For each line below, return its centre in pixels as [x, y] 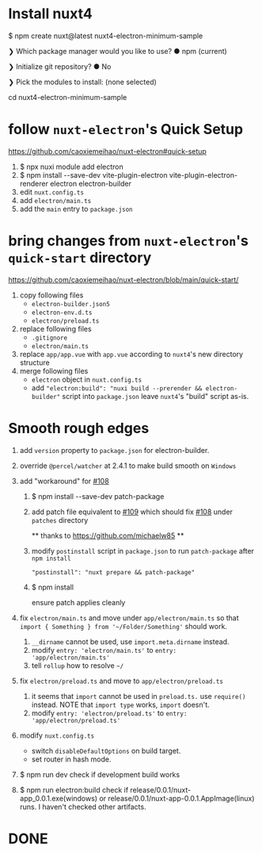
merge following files [54, 370]
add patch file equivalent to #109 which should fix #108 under [132, 512]
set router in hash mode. [71, 759]
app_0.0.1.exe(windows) [58, 798]
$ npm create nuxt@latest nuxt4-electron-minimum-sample [106, 36]
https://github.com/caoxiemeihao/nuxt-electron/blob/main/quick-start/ [123, 279]
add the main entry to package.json [76, 209]
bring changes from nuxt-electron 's [129, 241]
